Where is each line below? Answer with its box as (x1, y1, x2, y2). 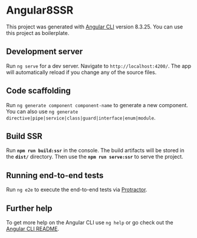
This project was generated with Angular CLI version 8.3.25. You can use (6, 23, 183, 30)
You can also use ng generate (6, 108, 78, 115)
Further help (6, 203, 53, 213)
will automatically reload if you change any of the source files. (6, 69, 157, 76)
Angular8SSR (6, 4, 74, 17)
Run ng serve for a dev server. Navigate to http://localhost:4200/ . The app (6, 62, 192, 69)
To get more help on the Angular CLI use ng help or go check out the (6, 219, 173, 226)
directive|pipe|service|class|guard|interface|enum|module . (6, 114, 156, 121)
